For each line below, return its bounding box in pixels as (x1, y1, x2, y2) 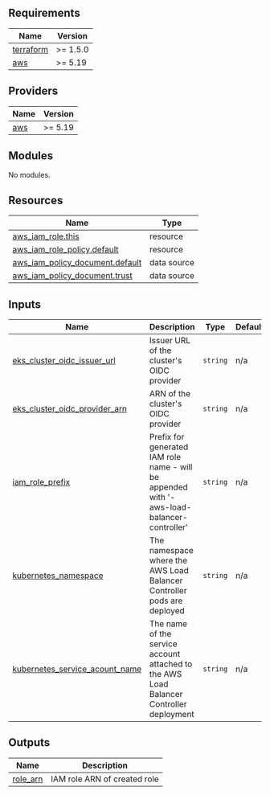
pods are (149, 595, 183, 606)
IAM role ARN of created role (51, 773, 159, 785)
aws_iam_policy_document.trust (12, 270, 133, 281)
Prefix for (149, 432, 185, 443)
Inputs (8, 297, 42, 311)
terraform (12, 43, 49, 55)
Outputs (8, 736, 51, 750)
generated (149, 441, 189, 453)
